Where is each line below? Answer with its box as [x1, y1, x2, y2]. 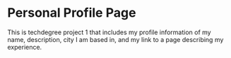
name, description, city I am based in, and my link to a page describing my [7, 35, 224, 43]
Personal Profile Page [7, 5, 136, 21]
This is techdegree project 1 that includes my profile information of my [7, 28, 211, 36]
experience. [7, 43, 42, 51]
